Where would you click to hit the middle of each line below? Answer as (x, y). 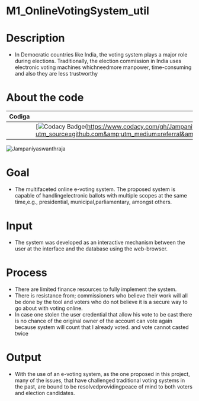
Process (27, 273)
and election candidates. (45, 393)
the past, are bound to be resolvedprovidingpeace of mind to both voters (103, 386)
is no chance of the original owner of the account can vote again (94, 321)
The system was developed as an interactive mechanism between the (100, 242)
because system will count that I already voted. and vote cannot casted (102, 327)
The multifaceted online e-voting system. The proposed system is (95, 189)
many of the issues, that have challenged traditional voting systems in (100, 380)
